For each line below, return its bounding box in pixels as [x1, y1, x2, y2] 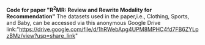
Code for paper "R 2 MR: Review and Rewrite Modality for [6, 5, 152, 13]
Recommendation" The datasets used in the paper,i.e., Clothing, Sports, [6, 12, 190, 20]
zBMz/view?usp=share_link [6, 32, 75, 39]
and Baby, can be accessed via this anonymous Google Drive [6, 19, 161, 26]
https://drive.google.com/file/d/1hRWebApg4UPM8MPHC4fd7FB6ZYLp [19, 26, 199, 33]
